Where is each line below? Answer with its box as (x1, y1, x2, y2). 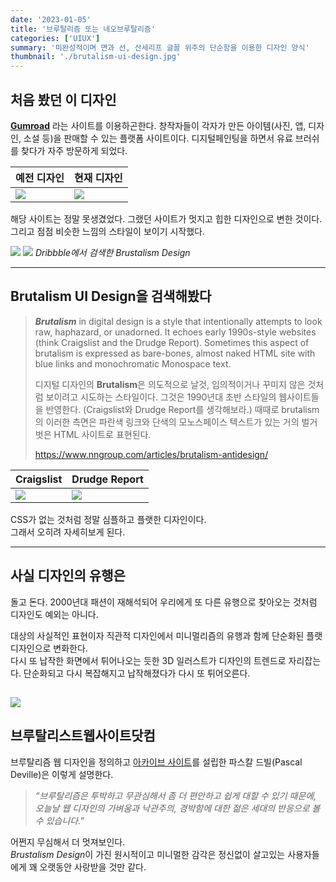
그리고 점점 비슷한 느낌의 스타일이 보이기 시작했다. (10, 225, 206, 237)
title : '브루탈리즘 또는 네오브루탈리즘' (10, 24, 156, 34)
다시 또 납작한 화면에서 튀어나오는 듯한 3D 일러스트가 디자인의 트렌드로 (10, 654, 287, 666)
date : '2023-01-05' (10, 14, 92, 25)
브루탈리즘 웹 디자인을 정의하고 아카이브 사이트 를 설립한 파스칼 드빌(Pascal (10, 756, 303, 768)
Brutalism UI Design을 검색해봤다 (10, 288, 212, 305)
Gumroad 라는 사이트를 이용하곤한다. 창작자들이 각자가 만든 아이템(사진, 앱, (10, 119, 307, 131)
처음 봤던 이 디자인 (10, 91, 117, 108)
